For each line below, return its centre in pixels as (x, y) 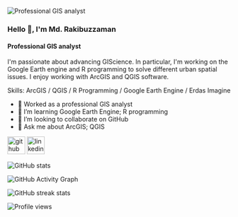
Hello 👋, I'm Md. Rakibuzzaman (62, 29)
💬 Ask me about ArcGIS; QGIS (61, 127)
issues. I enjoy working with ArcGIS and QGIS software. (88, 77)
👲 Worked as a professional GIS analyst (75, 104)
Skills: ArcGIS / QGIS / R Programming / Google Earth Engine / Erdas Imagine (119, 90)
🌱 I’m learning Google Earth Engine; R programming (93, 112)
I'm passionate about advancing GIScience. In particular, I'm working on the (118, 62)
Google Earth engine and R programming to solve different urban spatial (112, 69)
